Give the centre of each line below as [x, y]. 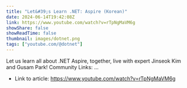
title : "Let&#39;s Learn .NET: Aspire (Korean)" [67, 11]
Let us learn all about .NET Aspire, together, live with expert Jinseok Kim [93, 61]
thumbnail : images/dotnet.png [43, 39]
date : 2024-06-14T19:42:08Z [41, 17]
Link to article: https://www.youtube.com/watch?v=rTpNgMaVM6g [95, 78]
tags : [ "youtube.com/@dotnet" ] [44, 45]
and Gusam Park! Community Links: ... [52, 67]
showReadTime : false [31, 33]
